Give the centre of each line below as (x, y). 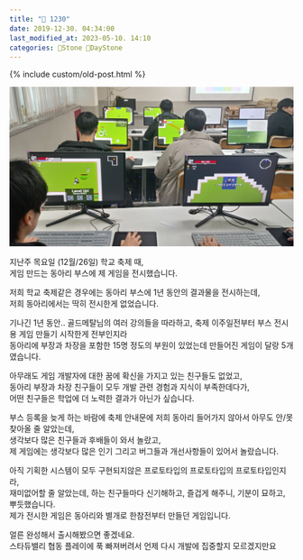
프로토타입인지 (261, 471)
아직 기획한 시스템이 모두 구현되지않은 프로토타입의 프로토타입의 (122, 471)
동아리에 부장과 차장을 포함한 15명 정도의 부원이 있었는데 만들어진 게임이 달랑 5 (148, 345)
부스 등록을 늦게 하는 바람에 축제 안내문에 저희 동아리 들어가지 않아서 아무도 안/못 (151, 418)
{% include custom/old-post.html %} (78, 74)
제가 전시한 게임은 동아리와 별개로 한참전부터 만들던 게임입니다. (120, 516)
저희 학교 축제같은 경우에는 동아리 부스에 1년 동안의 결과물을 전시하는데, (135, 292)
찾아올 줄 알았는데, (42, 429)
